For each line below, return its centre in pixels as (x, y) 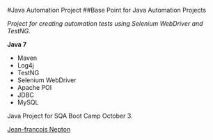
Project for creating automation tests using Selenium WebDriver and (105, 23)
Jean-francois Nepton (39, 129)
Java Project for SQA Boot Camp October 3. (70, 116)
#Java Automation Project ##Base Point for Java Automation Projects (107, 10)
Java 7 (17, 44)
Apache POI (34, 87)
